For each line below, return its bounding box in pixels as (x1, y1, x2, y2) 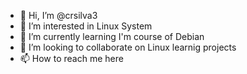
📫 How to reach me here (19, 53, 124, 64)
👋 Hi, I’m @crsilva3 (19, 10, 98, 21)
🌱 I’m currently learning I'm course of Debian (19, 31, 205, 42)
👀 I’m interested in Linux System (19, 20, 153, 32)
